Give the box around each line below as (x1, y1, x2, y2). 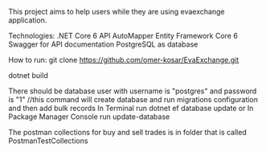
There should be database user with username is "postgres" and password (8, 86, 257, 96)
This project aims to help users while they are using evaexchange (8, 7, 225, 16)
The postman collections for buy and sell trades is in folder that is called (8, 128, 247, 137)
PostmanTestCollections (8, 136, 88, 146)
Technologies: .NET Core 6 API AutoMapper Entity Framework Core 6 (8, 31, 239, 40)
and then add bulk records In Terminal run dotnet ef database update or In (8, 104, 254, 113)
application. (8, 15, 47, 25)
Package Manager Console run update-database (8, 112, 170, 121)
